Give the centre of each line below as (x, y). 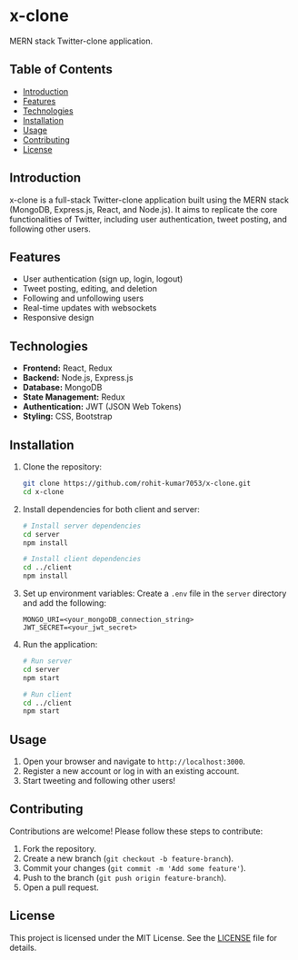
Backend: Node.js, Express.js (78, 378)
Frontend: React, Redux (67, 368)
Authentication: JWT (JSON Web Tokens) (102, 407)
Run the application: (60, 644)
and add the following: (65, 603)
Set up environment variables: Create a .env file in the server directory (154, 593)
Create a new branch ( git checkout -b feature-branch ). (128, 858)
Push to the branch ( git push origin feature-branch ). (124, 877)
